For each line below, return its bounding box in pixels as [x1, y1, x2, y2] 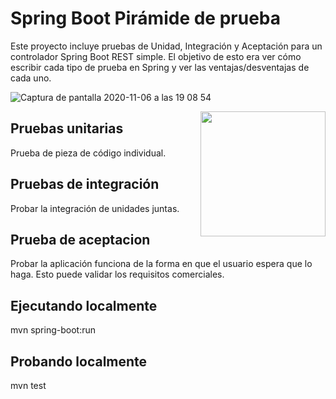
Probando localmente [10, 353, 148, 370]
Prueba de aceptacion [10, 231, 151, 248]
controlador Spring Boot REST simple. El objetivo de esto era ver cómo [10, 50, 302, 62]
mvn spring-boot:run [10, 324, 96, 336]
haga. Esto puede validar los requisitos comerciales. [10, 268, 225, 281]
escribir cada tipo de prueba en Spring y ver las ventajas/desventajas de [10, 61, 310, 73]
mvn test [10, 380, 47, 391]
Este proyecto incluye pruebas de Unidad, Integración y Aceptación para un [10, 40, 323, 52]
